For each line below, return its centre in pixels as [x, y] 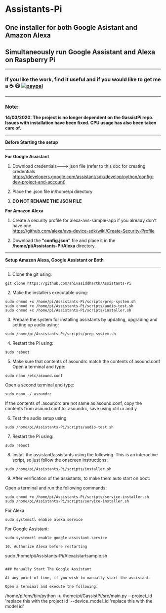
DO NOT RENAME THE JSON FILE [47, 201]
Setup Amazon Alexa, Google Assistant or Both [54, 260]
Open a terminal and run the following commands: [56, 488]
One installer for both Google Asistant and [71, 28]
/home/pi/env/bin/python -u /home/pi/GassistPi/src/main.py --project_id [79, 596]
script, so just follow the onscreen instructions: [60, 460]
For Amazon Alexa [24, 211]
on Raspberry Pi [30, 60]
